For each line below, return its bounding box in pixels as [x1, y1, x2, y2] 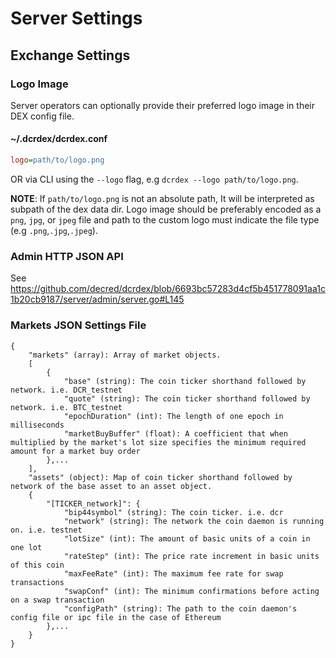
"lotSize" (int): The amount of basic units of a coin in [63, 533, 311, 544]
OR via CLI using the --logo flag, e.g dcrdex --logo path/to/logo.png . [10, 173, 299, 185]
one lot [10, 542, 43, 552]
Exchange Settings [10, 47, 131, 64]
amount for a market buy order [10, 446, 141, 456]
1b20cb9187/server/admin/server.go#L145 [10, 293, 185, 306]
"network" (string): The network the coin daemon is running [63, 516, 325, 526]
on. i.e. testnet [10, 525, 83, 535]
